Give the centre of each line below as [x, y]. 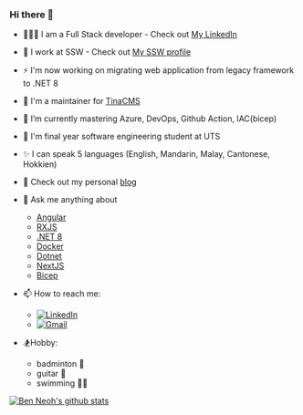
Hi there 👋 [32, 15]
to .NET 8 [41, 83]
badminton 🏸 [60, 364]
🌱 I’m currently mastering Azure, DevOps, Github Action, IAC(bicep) [150, 119]
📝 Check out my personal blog [79, 182]
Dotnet [49, 256]
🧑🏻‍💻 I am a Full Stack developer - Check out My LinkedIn [130, 35]
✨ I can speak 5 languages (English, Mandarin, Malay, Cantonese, [146, 154]
